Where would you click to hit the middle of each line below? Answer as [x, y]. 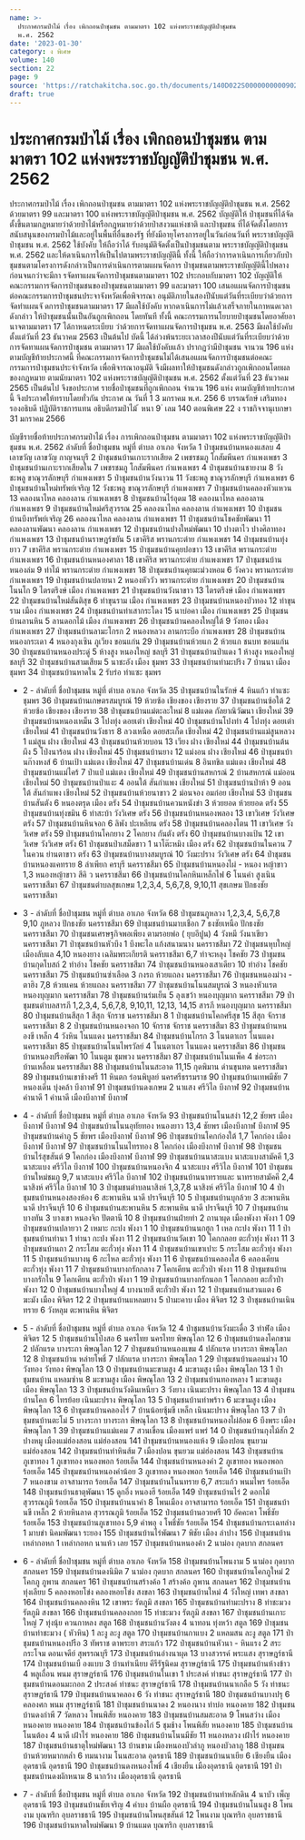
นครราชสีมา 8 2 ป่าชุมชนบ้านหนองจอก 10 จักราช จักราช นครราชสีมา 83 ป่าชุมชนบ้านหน [155, 1026]
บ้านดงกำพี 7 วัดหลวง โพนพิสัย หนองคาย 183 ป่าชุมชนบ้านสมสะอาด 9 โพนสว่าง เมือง [151, 1714]
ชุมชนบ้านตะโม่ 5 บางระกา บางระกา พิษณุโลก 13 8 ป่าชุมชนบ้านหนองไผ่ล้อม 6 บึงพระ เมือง [159, 1421]
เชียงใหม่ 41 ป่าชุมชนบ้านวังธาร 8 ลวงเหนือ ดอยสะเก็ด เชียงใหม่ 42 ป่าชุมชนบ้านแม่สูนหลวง [158, 731]
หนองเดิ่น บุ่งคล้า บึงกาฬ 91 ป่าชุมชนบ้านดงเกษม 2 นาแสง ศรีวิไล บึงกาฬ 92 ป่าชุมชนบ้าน [156, 1087]
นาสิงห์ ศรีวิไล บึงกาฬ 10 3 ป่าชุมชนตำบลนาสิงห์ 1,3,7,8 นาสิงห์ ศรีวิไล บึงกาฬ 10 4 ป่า [153, 1187]
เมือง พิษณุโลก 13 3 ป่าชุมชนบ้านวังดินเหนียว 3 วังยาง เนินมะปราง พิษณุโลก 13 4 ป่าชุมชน [159, 1390]
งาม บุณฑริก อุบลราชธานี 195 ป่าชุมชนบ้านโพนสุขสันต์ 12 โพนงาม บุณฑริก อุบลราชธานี [152, 1815]
